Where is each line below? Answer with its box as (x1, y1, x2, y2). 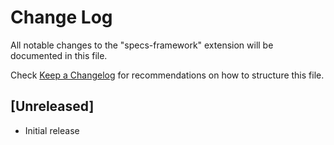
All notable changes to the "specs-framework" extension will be (10, 39, 274, 51)
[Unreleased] (10, 98, 95, 115)
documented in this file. (10, 49, 108, 61)
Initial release (24, 124, 80, 136)
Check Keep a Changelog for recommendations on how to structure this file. (10, 69, 325, 81)
